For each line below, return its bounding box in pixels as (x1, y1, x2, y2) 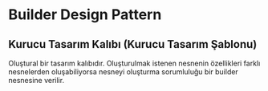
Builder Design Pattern (8, 6, 162, 24)
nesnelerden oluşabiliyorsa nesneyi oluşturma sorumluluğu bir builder (8, 67, 238, 77)
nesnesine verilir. (8, 76, 65, 85)
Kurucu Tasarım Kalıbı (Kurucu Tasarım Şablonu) (8, 38, 258, 51)
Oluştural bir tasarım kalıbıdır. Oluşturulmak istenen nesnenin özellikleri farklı (8, 58, 261, 68)
